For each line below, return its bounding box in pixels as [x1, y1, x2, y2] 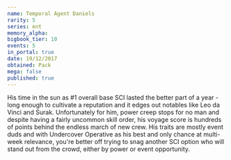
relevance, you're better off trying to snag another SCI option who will [24, 138, 225, 146]
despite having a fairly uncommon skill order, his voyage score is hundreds [7, 116, 222, 124]
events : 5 [7, 42, 36, 49]
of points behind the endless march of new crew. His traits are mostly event [7, 123, 224, 132]
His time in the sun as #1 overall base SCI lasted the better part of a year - [7, 94, 219, 102]
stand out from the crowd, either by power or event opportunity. [7, 145, 190, 153]
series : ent [7, 23, 42, 30]
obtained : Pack [7, 62, 51, 69]
